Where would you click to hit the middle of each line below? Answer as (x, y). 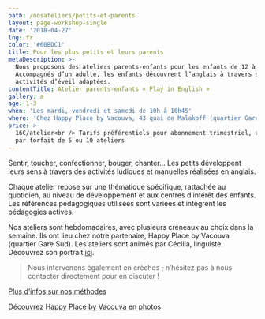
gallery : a (26, 96)
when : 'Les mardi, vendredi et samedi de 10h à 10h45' (100, 111)
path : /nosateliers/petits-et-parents (72, 15)
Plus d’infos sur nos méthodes (57, 291)
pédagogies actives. (41, 212)
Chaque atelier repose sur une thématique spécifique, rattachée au (117, 186)
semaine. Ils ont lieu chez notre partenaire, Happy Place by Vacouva (119, 235)
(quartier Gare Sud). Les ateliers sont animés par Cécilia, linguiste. (116, 244)
